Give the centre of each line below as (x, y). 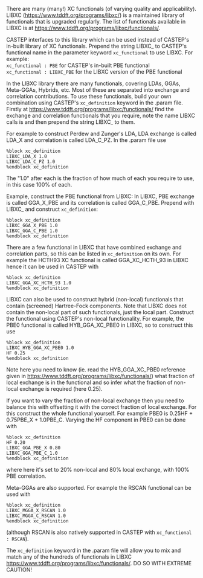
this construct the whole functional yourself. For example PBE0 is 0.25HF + (100, 413)
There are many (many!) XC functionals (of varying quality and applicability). (101, 9)
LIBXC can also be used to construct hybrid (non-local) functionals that (95, 299)
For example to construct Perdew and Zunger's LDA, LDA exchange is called (101, 133)
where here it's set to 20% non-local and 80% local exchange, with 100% (98, 470)
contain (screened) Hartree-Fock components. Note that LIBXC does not (97, 306)
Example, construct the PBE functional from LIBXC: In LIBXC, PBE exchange (100, 196)
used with (19, 494)
